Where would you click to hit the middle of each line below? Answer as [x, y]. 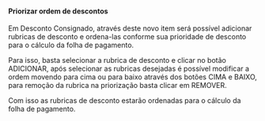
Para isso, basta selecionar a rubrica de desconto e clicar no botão [117, 60]
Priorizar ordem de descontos [58, 11]
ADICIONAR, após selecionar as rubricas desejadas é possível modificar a [129, 69]
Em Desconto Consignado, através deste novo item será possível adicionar [130, 28]
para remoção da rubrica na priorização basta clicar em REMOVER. [117, 86]
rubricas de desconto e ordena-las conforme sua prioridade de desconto [127, 37]
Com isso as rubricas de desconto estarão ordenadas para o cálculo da [125, 101]
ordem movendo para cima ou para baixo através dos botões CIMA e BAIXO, [132, 77]
